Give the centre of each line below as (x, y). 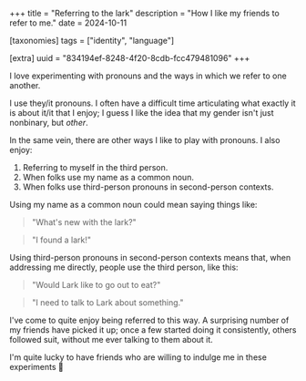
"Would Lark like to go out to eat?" (96, 285)
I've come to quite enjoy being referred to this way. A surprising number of (149, 320)
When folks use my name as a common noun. (108, 177)
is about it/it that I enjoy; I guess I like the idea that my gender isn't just (142, 113)
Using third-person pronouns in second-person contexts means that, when (150, 257)
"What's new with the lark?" (84, 222)
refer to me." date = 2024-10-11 (68, 23)
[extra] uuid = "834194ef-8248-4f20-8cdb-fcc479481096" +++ (130, 58)
